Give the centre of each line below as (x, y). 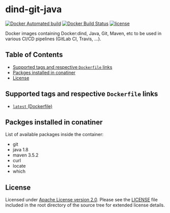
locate (19, 166)
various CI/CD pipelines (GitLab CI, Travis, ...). (53, 39)
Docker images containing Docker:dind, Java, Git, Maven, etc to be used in (83, 33)
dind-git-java (33, 9)
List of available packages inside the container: (55, 135)
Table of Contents (34, 55)
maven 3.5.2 (26, 155)
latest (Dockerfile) (32, 106)
